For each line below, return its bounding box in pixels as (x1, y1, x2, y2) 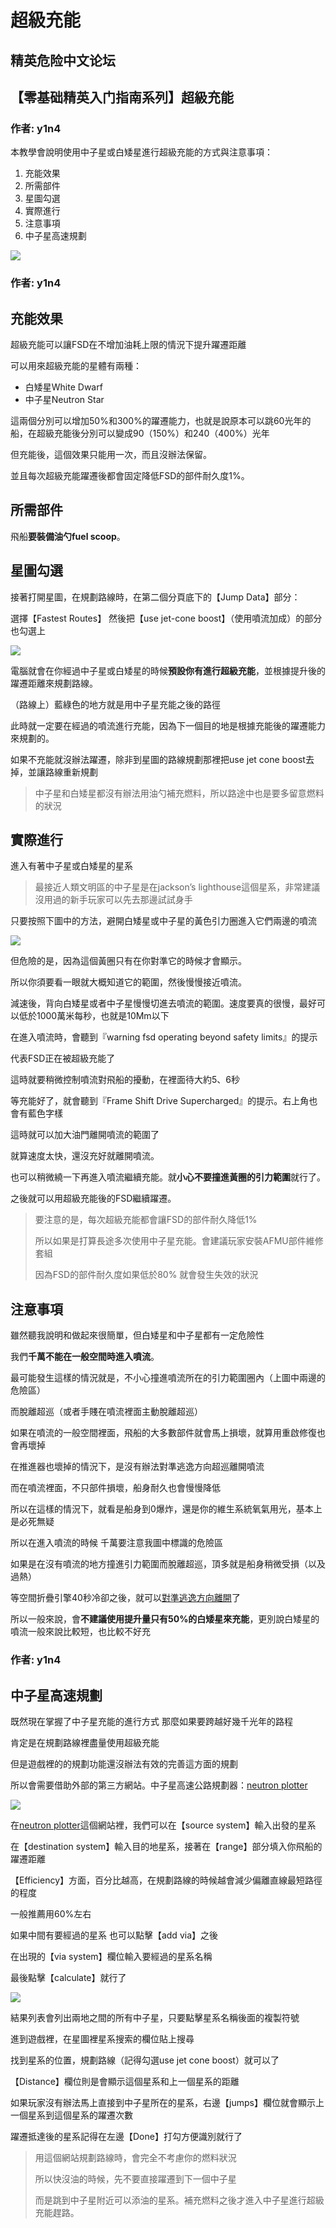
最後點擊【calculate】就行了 (10, 1971, 127, 1983)
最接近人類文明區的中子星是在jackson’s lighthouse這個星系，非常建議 (34, 881, 321, 893)
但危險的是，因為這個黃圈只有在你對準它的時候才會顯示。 (10, 955, 247, 967)
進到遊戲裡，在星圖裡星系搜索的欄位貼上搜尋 (10, 2032, 195, 2045)
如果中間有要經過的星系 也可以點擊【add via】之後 (10, 1929, 218, 1941)
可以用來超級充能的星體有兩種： (10, 360, 142, 371)
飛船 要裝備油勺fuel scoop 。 (10, 530, 126, 542)
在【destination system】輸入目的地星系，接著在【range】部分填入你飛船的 (10, 1840, 323, 1852)
